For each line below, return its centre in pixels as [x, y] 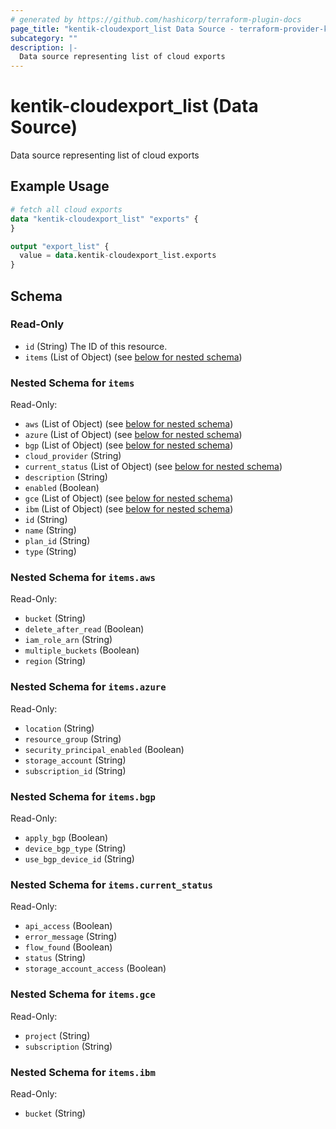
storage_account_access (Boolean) [95, 968]
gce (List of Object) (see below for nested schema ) [129, 498]
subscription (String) [68, 1046]
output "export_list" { [60, 246]
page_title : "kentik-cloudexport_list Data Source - [122, 29]
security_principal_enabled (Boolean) [104, 749]
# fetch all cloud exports [66, 209]
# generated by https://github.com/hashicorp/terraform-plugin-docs [156, 19]
